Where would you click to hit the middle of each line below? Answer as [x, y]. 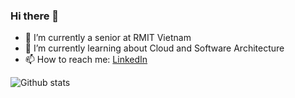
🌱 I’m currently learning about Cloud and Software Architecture [154, 48]
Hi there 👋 [35, 16]
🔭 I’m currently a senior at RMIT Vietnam [108, 38]
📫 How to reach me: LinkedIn [86, 60]
